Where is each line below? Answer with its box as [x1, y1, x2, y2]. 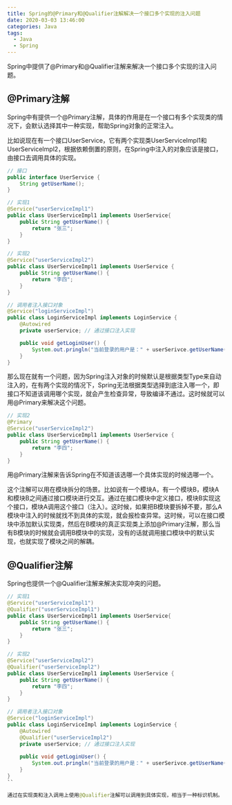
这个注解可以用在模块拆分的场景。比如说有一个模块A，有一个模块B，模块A [7, 486, 220, 494]
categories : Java [7, 23, 57, 30]
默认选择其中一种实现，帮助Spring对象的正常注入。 [30, 121, 177, 130]
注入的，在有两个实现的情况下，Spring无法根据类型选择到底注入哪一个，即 [7, 381, 220, 389]
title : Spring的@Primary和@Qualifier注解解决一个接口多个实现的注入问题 [7, 10, 201, 17]
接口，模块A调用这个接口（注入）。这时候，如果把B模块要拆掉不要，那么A [12, 503, 222, 511]
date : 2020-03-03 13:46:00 [7, 17, 85, 24]
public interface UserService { [7, 174, 100, 181]
